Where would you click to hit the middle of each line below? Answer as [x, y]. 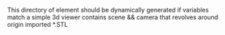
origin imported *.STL [37, 24]
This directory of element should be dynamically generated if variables [108, 10]
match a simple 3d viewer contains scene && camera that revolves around [113, 17]
